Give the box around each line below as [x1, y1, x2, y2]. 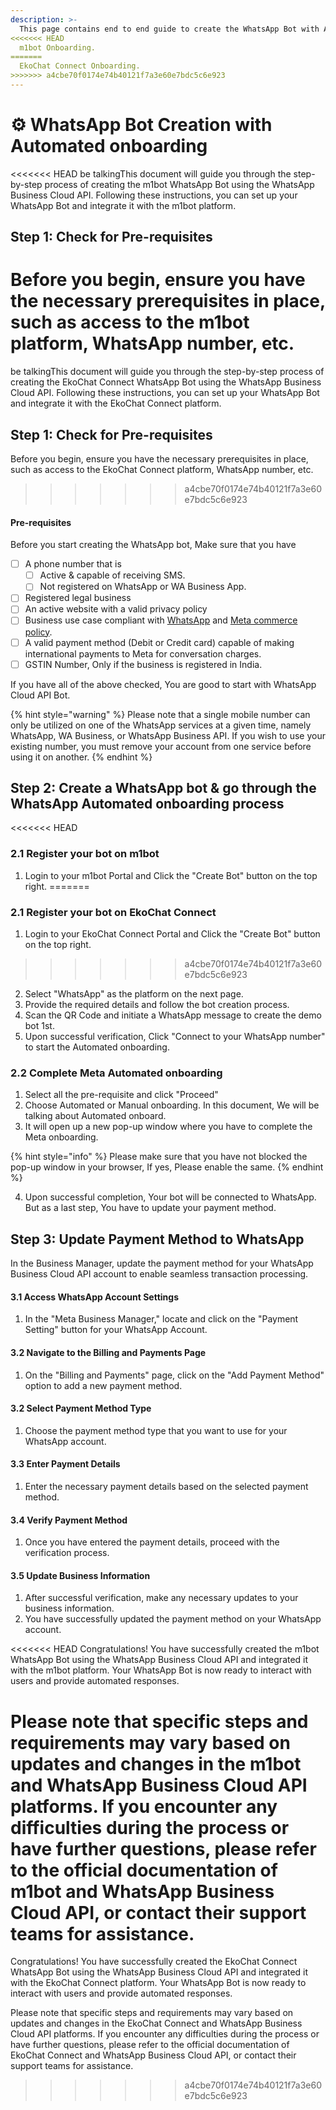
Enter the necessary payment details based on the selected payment [24, 1480, 309, 1492]
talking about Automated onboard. [24, 1110, 167, 1122]
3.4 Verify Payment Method [10, 1514, 128, 1526]
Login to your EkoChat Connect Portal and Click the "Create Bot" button [24, 928, 321, 940]
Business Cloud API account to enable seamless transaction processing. [10, 1268, 309, 1280]
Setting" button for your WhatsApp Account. [24, 1324, 208, 1336]
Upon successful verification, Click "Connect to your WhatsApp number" [24, 1031, 326, 1043]
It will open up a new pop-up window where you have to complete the [24, 1121, 313, 1133]
